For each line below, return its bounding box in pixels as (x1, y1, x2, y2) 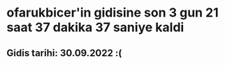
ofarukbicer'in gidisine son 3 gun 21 (6, 5, 219, 21)
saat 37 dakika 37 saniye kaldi (6, 19, 184, 35)
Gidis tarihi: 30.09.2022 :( (6, 47, 122, 59)
